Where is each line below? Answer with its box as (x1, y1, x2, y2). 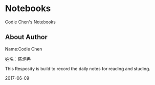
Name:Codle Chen (5, 46, 43, 51)
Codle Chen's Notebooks (5, 19, 56, 25)
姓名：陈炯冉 (5, 56, 31, 62)
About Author (5, 33, 48, 41)
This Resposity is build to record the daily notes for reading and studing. (5, 66, 151, 71)
